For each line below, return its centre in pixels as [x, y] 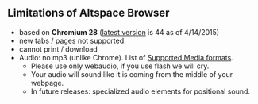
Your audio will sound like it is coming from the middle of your [132, 74]
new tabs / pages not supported [71, 40]
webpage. [47, 83]
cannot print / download [58, 49]
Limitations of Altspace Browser [89, 13]
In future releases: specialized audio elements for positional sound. [141, 91]
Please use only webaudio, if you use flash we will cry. [120, 66]
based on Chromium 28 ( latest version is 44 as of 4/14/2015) [119, 32]
